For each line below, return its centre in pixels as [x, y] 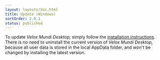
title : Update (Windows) [30, 14]
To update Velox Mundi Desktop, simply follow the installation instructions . [80, 37]
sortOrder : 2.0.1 [23, 19]
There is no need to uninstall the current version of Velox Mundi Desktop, [79, 42]
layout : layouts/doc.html [31, 10]
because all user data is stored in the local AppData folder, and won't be [78, 47]
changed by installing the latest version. [45, 53]
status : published [24, 23]
